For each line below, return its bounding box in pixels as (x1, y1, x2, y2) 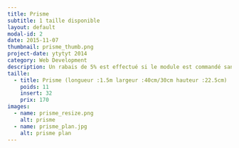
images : (7, 103, 31, 110)
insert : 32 (20, 90, 53, 97)
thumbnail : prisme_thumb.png (7, 43, 94, 51)
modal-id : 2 (7, 30, 43, 38)
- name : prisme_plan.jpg (14, 122, 87, 130)
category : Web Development (7, 57, 87, 64)
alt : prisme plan (20, 129, 72, 137)
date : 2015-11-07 (7, 37, 59, 44)
